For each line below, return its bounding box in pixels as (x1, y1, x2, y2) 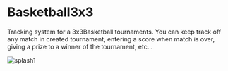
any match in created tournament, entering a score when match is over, (7, 34, 215, 43)
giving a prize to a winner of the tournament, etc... (7, 42, 153, 51)
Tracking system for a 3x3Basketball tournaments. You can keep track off (7, 27, 221, 36)
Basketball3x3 (7, 4, 94, 20)
